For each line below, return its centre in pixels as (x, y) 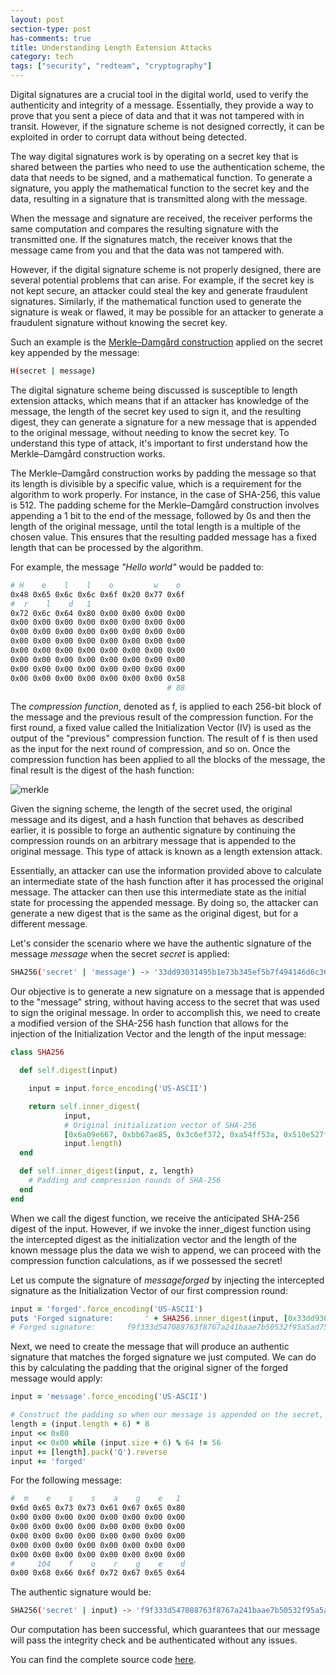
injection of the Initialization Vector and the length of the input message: (158, 1034)
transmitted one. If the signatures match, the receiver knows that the (151, 239)
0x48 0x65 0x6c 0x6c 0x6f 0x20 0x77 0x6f (98, 594)
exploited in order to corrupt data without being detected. (128, 137)
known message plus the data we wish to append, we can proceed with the (166, 1250)
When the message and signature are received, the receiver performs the (161, 218)
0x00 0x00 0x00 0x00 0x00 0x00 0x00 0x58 (98, 678)
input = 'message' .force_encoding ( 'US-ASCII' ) (109, 1397)
